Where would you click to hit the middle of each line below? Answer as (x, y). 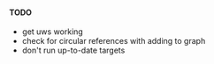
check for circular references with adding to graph (114, 41)
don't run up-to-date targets (73, 50)
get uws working (53, 32)
